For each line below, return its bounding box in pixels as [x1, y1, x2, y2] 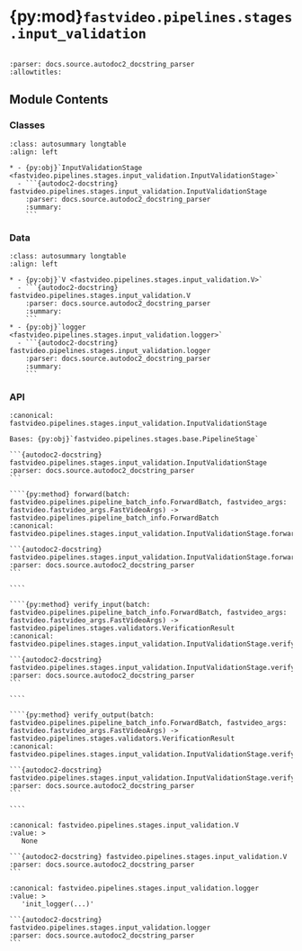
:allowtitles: [9, 68, 63, 77]
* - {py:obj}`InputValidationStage [9, 163, 143, 172]
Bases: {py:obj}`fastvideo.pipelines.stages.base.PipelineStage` [9, 435, 259, 444]
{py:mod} [9, 6, 84, 27]
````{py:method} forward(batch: [9, 490, 130, 499]
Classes [9, 119, 46, 131]
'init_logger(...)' [21, 900, 94, 909]
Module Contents [9, 92, 109, 107]
